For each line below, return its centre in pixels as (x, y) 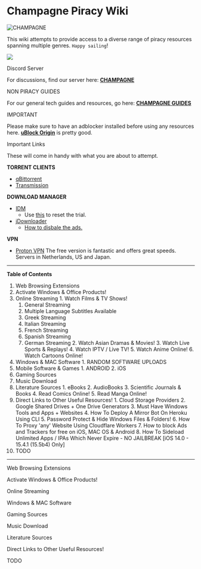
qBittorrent (29, 179)
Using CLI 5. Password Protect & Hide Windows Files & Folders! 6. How (103, 419)
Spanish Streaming (47, 336)
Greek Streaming (45, 317)
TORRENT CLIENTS (31, 167)
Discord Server (25, 68)
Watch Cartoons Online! (53, 355)
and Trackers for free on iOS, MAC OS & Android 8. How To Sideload (100, 432)
